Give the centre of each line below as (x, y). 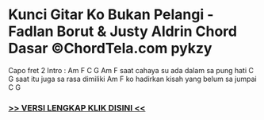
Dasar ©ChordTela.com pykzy (110, 48)
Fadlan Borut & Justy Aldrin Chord (123, 31)
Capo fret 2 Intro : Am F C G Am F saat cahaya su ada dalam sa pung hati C (131, 70)
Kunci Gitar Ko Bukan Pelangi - (111, 15)
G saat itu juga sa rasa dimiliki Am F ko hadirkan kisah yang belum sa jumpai (132, 79)
